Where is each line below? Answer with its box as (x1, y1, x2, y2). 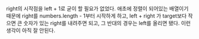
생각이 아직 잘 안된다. (6, 27, 55, 34)
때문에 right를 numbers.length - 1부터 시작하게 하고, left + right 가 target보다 (6, 12, 187, 19)
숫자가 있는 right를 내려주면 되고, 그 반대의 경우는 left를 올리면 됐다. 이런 (23, 20, 191, 26)
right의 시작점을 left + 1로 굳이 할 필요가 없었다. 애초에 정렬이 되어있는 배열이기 (6, 5, 189, 12)
